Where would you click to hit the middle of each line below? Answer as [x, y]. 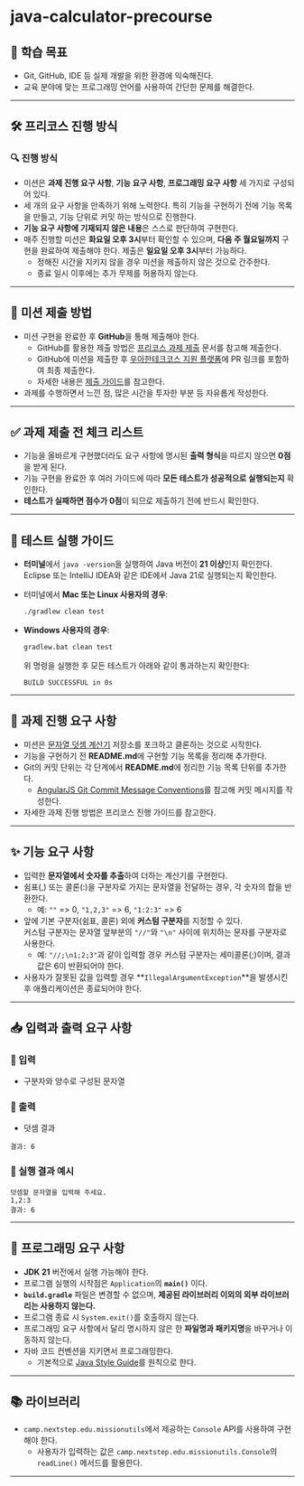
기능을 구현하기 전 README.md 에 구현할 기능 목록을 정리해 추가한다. [145, 755]
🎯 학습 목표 [39, 52]
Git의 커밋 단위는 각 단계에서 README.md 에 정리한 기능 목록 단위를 [143, 767]
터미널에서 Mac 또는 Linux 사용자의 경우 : [96, 594]
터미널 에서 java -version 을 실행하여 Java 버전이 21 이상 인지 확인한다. [148, 564]
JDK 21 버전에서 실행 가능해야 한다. [86, 1272]
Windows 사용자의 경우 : [66, 630]
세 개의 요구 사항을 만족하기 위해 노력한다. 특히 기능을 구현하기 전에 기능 [149, 205]
